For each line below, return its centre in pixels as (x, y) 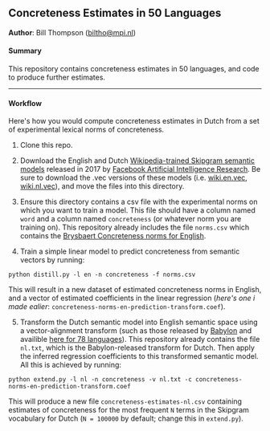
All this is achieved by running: (71, 365)
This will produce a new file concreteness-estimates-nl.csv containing (125, 401)
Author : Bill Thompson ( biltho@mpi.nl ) (72, 32)
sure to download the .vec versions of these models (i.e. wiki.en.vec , (133, 178)
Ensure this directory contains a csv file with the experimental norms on (139, 202)
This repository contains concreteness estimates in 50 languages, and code (134, 69)
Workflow (25, 103)
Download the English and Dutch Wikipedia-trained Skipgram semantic (137, 161)
